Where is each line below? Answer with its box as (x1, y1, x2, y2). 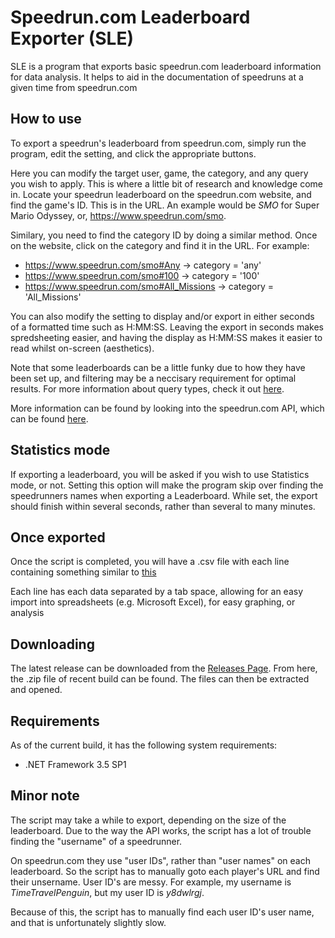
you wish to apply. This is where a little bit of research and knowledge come (10, 177, 323, 190)
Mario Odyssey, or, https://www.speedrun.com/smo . (10, 209, 227, 221)
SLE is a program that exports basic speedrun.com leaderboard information (10, 60, 322, 72)
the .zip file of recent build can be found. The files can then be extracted (10, 673, 310, 685)
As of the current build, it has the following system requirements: (10, 739, 278, 751)
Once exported (10, 529, 106, 546)
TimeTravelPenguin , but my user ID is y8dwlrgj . (10, 886, 205, 898)
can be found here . (10, 412, 89, 425)
